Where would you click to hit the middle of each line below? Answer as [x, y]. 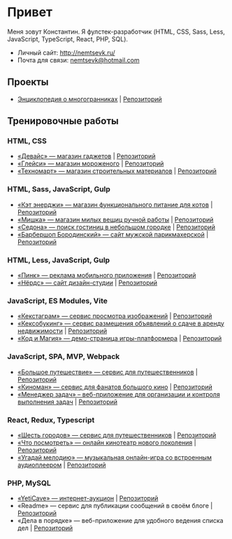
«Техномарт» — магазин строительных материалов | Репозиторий [117, 171]
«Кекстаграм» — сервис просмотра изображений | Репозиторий [115, 316]
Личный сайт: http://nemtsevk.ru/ [66, 53]
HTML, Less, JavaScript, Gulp [59, 260]
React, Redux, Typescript [51, 420]
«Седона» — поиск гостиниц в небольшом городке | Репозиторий [116, 227]
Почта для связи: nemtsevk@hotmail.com [78, 60]
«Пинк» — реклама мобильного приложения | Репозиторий [107, 275]
